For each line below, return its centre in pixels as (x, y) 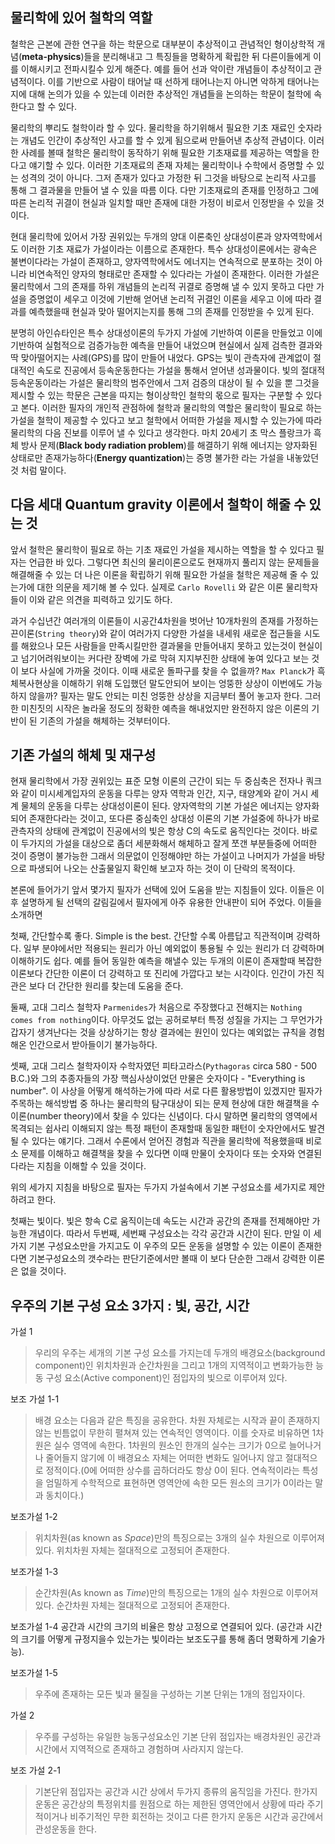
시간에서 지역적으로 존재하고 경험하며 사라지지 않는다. (139, 1749)
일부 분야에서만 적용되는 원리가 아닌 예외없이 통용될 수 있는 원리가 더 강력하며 (174, 949)
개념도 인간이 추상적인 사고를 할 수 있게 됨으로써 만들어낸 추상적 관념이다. (163, 140)
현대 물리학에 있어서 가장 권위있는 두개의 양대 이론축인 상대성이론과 (141, 236)
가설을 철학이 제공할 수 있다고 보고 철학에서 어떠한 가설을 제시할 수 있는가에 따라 (166, 420)
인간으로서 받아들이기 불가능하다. (93, 1045)
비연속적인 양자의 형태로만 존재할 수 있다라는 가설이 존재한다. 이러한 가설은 (174, 274)
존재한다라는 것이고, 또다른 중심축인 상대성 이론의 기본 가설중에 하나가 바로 (174, 819)
